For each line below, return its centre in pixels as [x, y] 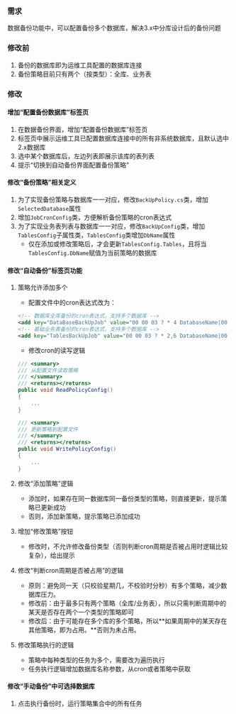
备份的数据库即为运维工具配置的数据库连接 [80, 65]
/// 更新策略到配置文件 [48, 429]
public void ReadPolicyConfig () [65, 390]
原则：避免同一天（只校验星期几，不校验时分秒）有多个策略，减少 [124, 585]
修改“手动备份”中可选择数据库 [51, 686]
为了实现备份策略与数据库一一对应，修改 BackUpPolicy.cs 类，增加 [113, 199]
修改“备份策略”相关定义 [42, 182]
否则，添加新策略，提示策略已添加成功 [84, 516]
